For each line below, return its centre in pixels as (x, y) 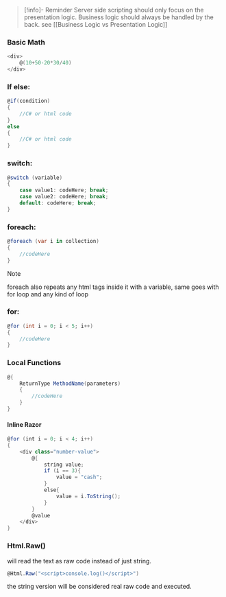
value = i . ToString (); (88, 496)
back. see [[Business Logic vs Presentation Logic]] (96, 24)
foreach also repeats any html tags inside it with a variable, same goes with (113, 287)
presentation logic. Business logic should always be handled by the (118, 17)
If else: (19, 86)
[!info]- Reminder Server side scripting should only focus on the (114, 10)
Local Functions (34, 363)
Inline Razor (24, 424)
